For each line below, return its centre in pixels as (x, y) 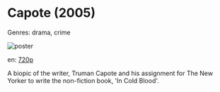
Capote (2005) (52, 13)
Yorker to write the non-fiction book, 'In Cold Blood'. (83, 80)
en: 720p (21, 59)
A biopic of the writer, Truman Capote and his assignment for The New (110, 73)
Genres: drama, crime (39, 32)
